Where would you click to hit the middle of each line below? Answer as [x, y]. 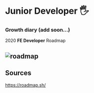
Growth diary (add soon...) [38, 30]
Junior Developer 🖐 [47, 11]
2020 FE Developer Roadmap [35, 41]
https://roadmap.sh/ [25, 85]
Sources [18, 73]
